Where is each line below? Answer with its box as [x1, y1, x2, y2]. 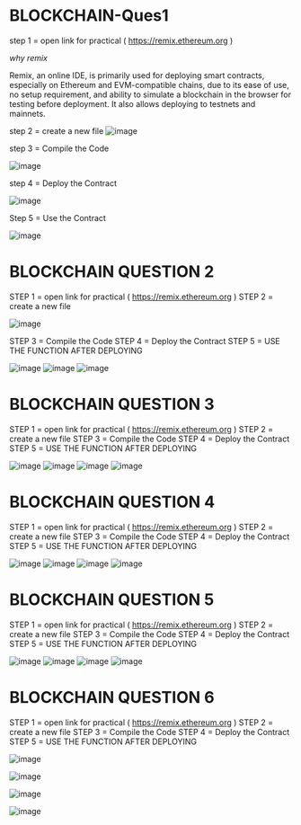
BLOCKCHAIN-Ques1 [9, 5, 169, 26]
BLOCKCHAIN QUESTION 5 [9, 590, 215, 609]
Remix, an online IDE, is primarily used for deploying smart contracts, [9, 69, 265, 81]
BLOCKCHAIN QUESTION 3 [9, 395, 215, 414]
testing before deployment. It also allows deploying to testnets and [9, 98, 256, 109]
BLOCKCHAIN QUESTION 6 [9, 687, 215, 707]
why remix [9, 52, 48, 63]
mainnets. [9, 108, 47, 119]
